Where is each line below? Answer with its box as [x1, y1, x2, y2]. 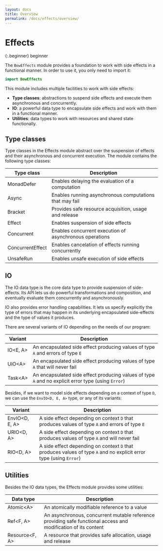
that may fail [51, 198, 80, 204]
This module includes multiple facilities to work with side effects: [5, 86, 134, 92]
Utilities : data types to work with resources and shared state [12, 116, 133, 122]
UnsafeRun [7, 255, 33, 262]
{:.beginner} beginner [5, 53, 49, 59]
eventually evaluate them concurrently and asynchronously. [5, 295, 125, 300]
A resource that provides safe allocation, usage [44, 532, 151, 538]
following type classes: [5, 158, 51, 164]
